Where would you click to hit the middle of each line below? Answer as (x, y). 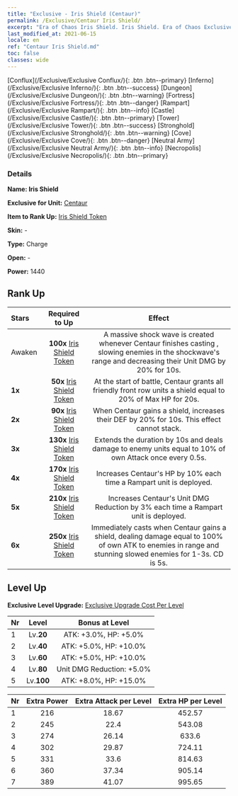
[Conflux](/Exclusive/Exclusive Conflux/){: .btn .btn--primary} (97, 80)
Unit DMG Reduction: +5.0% (103, 669)
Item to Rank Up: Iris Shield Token (57, 217)
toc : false (23, 54)
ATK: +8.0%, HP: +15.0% (104, 681)
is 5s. (159, 562)
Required (64, 314)
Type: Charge (28, 244)
